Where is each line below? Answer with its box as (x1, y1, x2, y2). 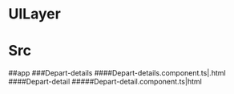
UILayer (8, 5, 62, 23)
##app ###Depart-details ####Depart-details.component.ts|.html (8, 68, 226, 78)
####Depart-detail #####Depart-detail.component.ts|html (8, 77, 202, 87)
